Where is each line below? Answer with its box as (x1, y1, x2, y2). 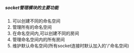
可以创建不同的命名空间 (12, 18, 61, 24)
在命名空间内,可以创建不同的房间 (12, 30, 79, 36)
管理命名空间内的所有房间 (12, 36, 65, 42)
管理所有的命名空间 (12, 24, 52, 30)
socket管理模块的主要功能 (5, 4, 59, 10)
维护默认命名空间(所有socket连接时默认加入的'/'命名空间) (12, 43, 130, 49)
